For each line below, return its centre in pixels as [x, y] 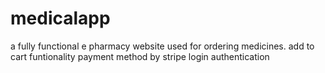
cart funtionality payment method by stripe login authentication [140, 56]
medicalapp [60, 18]
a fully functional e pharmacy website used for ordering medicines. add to [162, 46]
